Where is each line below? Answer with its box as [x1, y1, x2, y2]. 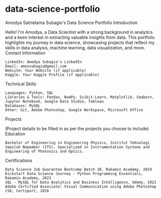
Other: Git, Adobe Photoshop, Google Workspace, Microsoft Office [5, 107, 143, 112]
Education [5, 131, 25, 137]
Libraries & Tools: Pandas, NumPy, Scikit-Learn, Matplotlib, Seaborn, [5, 95, 154, 99]
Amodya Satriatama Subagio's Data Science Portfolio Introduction [5, 20, 138, 25]
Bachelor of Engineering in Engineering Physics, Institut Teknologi [5, 140, 150, 145]
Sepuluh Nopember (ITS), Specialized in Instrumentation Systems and [5, 145, 150, 149]
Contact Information [5, 50, 46, 56]
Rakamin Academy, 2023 [5, 175, 51, 180]
